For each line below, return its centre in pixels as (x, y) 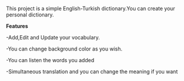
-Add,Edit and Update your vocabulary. (53, 37)
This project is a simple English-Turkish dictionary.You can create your (91, 9)
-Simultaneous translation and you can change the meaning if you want (92, 72)
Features (17, 26)
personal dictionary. (30, 15)
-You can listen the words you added (50, 60)
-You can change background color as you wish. (64, 49)
